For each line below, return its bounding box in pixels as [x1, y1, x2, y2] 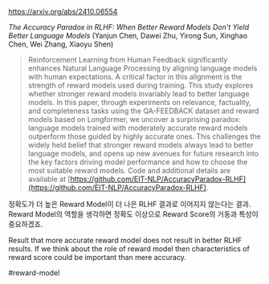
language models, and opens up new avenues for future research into [27, 148, 259, 158]
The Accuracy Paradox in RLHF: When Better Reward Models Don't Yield [8, 22, 250, 31]
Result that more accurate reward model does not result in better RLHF [8, 236, 243, 245]
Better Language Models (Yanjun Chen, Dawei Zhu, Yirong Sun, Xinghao [8, 31, 247, 40]
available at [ [27, 174, 71, 184]
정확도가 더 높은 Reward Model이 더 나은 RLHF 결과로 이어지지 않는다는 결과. [8, 200, 251, 209]
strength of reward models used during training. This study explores [27, 80, 254, 90]
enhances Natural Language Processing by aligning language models [27, 63, 258, 73]
